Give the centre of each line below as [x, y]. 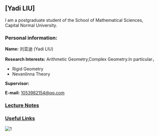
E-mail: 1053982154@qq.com [35, 93]
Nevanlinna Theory [31, 74]
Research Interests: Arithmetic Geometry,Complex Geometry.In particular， [81, 59]
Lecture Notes [22, 106]
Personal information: [31, 38]
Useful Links [20, 118]
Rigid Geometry [28, 69]
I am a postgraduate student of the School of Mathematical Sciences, [74, 20]
